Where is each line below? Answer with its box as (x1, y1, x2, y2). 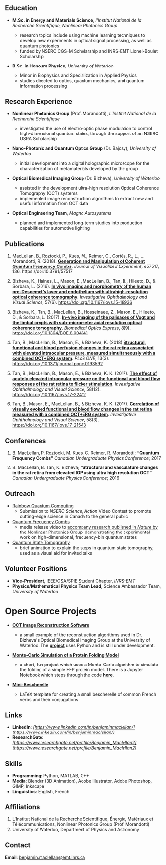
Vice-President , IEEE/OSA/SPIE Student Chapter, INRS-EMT (12, 578, 136, 584)
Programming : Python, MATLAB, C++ (12, 773, 90, 779)
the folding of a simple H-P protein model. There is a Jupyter (19, 666, 143, 672)
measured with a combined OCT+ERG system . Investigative (12, 411, 136, 418)
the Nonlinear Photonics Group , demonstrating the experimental (19, 529, 150, 535)
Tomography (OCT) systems (19, 190, 78, 196)
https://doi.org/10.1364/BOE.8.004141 (12, 330, 88, 336)
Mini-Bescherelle (12, 681, 49, 687)
